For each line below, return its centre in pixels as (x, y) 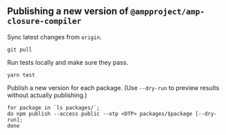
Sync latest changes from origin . (54, 37)
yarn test (21, 75)
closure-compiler (44, 21)
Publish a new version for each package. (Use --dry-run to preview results (113, 87)
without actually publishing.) (47, 95)
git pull (20, 50)
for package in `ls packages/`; (53, 107)
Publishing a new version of (68, 11)
